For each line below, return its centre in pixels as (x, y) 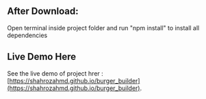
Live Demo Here (42, 57)
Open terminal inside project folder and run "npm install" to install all (103, 27)
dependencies (27, 35)
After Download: (43, 11)
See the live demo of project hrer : (55, 73)
